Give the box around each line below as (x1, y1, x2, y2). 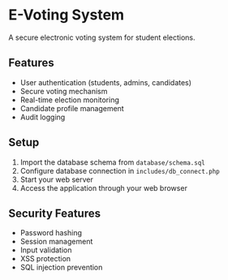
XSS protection (19, 254, 71, 264)
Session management (19, 237, 93, 247)
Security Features (8, 206, 101, 220)
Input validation (19, 245, 72, 255)
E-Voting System (8, 6, 124, 24)
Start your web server (19, 174, 93, 184)
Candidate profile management (19, 103, 124, 113)
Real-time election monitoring (19, 95, 120, 105)
